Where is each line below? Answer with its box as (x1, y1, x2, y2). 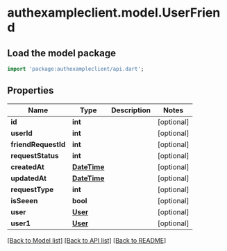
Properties (7, 85, 54, 96)
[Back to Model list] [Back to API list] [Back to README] (7, 236, 167, 244)
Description (110, 105, 151, 115)
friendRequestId (10, 139, 66, 149)
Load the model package (7, 47, 117, 59)
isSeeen (10, 196, 38, 205)
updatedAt (10, 173, 47, 183)
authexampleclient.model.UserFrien (7, 5, 221, 21)
